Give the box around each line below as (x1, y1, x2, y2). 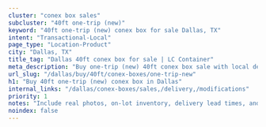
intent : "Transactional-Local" (8, 33, 112, 42)
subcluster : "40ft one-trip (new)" (8, 19, 126, 27)
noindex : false (8, 107, 59, 115)
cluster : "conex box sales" (8, 11, 101, 20)
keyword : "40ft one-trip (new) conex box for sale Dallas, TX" (8, 26, 222, 34)
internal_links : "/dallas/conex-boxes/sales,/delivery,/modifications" (8, 84, 249, 93)
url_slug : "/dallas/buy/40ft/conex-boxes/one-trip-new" (8, 70, 196, 78)
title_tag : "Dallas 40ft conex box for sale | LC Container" (8, 56, 215, 64)
